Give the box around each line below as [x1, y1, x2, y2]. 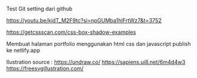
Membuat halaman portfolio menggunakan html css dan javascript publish [6, 41, 191, 47]
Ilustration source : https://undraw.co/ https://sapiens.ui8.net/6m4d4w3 [6, 59, 186, 65]
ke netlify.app [6, 47, 41, 54]
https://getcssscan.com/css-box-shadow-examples [6, 28, 136, 36]
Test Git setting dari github [6, 5, 73, 12]
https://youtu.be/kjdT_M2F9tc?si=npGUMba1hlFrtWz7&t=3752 [6, 17, 162, 24]
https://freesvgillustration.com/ [6, 65, 84, 72]
